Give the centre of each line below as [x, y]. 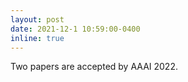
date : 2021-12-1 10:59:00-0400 [75, 29]
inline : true [37, 38]
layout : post [37, 19]
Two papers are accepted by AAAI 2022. [94, 67]
